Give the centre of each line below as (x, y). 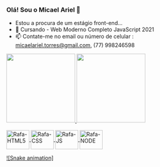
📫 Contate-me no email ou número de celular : (75, 37)
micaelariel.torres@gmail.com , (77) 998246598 (75, 45)
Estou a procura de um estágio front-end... (69, 23)
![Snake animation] (30, 158)
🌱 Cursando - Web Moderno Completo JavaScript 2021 (85, 29)
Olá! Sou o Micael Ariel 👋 (43, 10)
